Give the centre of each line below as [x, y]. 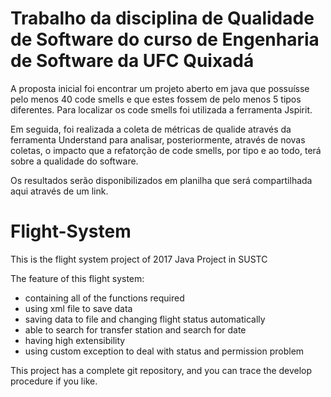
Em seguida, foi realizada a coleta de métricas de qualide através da [151, 129]
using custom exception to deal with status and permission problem [164, 351]
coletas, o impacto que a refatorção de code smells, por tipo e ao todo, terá [166, 150]
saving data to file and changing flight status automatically [145, 319]
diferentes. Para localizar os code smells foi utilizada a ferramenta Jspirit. [161, 109]
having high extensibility [75, 340]
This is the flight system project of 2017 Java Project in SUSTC [139, 259]
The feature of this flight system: [77, 278]
